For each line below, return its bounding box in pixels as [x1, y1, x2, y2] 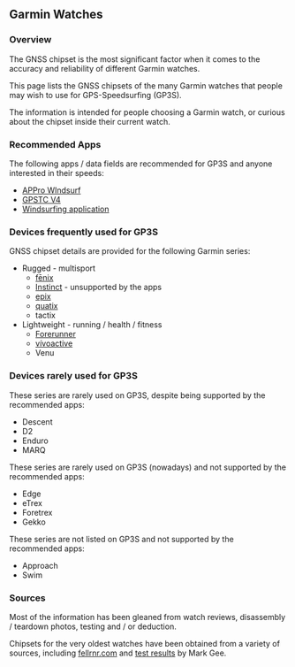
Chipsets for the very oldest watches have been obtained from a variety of [9, 638, 281, 648]
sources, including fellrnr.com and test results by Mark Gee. [9, 648, 227, 658]
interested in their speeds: [9, 167, 104, 178]
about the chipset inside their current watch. [9, 116, 170, 126]
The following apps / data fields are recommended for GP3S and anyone [9, 158, 273, 169]
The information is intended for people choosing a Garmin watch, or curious [9, 106, 285, 118]
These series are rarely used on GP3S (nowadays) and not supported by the [9, 462, 287, 472]
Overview [9, 34, 52, 46]
